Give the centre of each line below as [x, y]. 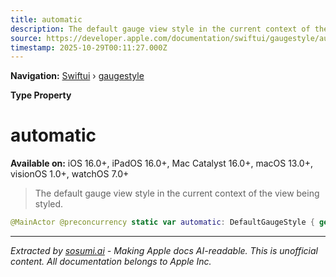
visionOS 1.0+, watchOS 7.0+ [70, 174]
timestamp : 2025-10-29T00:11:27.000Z [89, 47]
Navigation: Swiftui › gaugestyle [77, 76]
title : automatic [46, 19]
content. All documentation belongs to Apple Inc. [111, 262]
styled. [49, 204]
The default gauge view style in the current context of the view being [177, 193]
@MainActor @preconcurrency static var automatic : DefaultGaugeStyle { [162, 222]
